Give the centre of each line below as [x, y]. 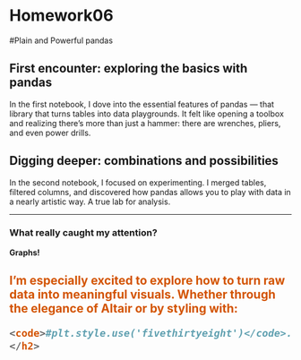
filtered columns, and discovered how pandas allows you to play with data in [150, 192]
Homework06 [61, 16]
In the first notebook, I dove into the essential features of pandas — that [142, 104]
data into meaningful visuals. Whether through [142, 295]
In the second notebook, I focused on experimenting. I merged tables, [138, 182]
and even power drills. [50, 133]
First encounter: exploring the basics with [129, 69]
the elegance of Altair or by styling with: [124, 309]
